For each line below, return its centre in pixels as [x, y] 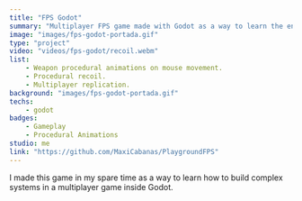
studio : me [30, 143]
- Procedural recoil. [66, 77]
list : [19, 59]
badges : [24, 118]
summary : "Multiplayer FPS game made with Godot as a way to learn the [146, 26]
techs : [22, 101]
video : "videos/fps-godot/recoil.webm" [84, 51]
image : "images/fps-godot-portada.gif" [84, 34]
